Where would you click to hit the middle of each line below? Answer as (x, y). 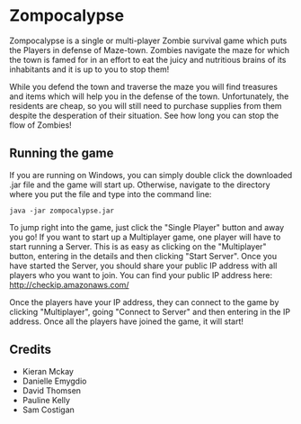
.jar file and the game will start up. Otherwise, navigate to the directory (140, 185)
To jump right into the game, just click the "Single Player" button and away (147, 227)
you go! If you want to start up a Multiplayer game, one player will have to (145, 237)
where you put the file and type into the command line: (111, 194)
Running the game (62, 153)
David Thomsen (52, 390)
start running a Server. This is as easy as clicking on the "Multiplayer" (138, 246)
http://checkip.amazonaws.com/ (69, 284)
